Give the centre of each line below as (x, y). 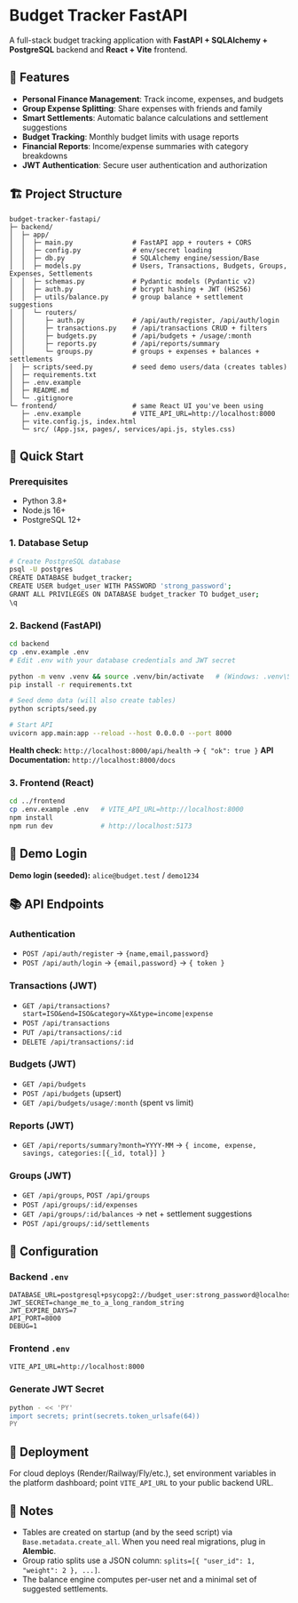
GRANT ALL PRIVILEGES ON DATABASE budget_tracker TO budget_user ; (134, 595)
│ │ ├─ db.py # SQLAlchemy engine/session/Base (134, 258)
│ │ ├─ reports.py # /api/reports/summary (114, 343)
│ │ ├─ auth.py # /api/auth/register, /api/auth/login (144, 320)
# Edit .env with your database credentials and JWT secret (123, 660)
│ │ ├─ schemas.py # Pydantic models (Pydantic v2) (132, 281)
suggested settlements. (65, 1589)
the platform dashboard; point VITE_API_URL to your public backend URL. (141, 1483)
